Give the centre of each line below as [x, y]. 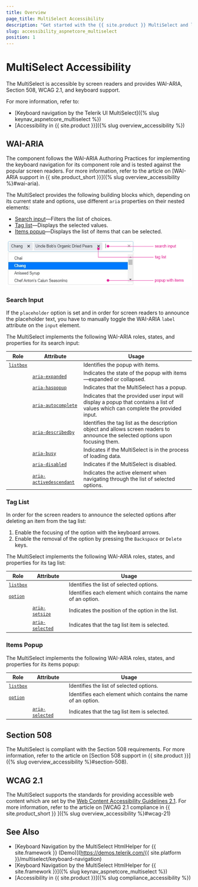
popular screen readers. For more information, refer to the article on [88, 171]
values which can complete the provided [132, 408]
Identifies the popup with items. [122, 365]
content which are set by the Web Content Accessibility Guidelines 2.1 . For [96, 801]
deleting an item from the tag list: [46, 521]
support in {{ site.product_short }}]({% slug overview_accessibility [100, 177]
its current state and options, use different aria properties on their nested [95, 201]
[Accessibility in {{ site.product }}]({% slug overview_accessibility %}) [100, 126]
